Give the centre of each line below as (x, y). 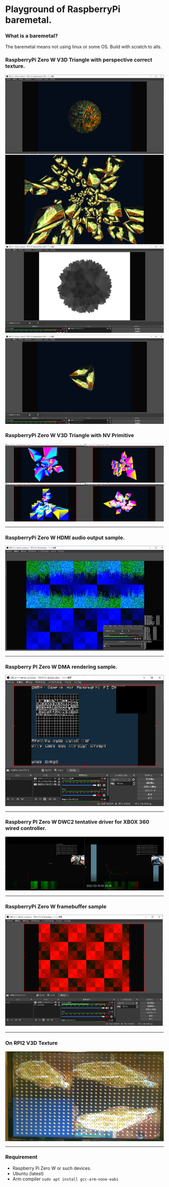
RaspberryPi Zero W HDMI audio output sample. (65, 538)
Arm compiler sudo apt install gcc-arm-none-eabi (65, 1179)
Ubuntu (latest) (28, 1173)
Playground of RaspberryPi (63, 9)
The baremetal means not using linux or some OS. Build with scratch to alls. (83, 47)
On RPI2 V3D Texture (31, 1043)
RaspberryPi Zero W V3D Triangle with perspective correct (79, 60)
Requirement (21, 1157)
